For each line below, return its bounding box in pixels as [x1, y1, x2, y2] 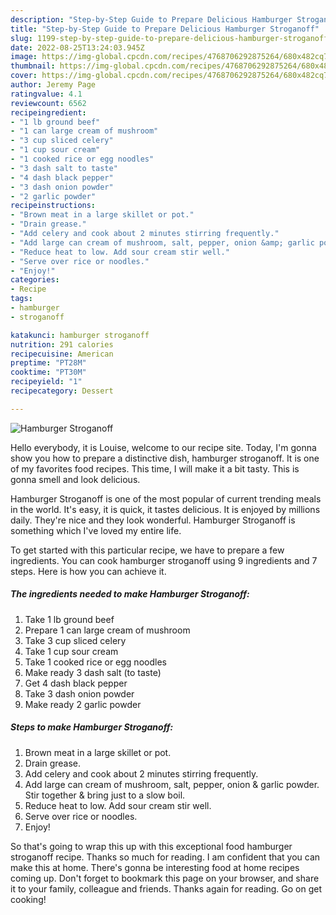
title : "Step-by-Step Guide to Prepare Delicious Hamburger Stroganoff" [10, 24, 320, 34]
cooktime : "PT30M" [10, 367, 87, 378]
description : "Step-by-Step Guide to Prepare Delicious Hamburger [10, 14, 293, 25]
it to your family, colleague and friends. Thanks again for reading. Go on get [10, 882, 323, 895]
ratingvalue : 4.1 [10, 89, 83, 99]
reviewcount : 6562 [10, 98, 87, 108]
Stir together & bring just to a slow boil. [24, 789, 186, 801]
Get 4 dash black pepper [24, 677, 128, 689]
